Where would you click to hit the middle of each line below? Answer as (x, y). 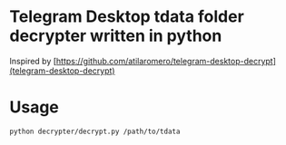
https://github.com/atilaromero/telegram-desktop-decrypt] (166, 61)
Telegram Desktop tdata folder (127, 17)
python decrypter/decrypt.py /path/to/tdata (95, 131)
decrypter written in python (116, 36)
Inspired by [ (33, 61)
